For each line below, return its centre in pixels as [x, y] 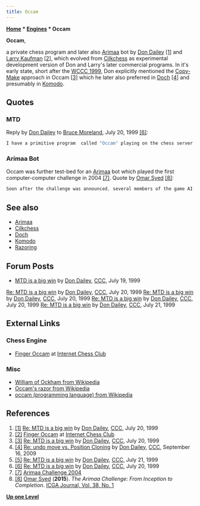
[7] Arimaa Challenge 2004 [48, 472]
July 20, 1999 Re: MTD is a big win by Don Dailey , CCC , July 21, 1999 [91, 305]
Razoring [26, 247]
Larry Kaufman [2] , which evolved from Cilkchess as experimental [87, 58]
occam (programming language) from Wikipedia [74, 394]
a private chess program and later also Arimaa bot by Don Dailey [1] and [94, 52]
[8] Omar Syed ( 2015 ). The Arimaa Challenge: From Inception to [93, 479]
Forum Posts [30, 266]
